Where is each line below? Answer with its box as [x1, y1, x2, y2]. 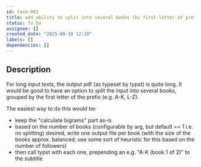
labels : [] [6, 37, 33, 43]
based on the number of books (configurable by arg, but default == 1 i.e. [14, 123, 193, 130]
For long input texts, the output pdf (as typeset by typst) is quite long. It [6, 80, 182, 88]
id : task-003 [6, 8, 39, 15]
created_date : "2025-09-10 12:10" [6, 31, 93, 37]
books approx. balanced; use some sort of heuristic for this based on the [14, 136, 195, 143]
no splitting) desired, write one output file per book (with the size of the [14, 129, 191, 136]
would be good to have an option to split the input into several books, [6, 87, 176, 94]
